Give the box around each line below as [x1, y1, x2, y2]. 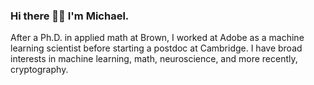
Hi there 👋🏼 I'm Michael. [10, 9, 130, 23]
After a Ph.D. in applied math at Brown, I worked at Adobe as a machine [10, 32, 305, 44]
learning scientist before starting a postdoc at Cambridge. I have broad [10, 42, 303, 54]
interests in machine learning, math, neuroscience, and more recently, [10, 53, 298, 65]
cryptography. [10, 64, 69, 76]
